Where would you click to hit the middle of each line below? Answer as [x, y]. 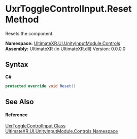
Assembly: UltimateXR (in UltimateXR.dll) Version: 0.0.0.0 [65, 49]
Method [22, 19]
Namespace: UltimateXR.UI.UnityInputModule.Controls [63, 43]
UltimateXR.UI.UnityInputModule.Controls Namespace [62, 131]
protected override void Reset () [41, 86]
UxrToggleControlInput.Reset [68, 9]
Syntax [17, 64]
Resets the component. [30, 33]
